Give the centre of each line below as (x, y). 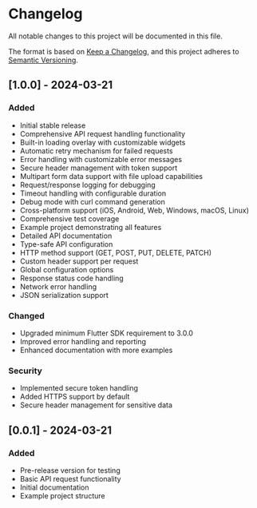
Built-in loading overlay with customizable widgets (103, 142)
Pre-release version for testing (70, 470)
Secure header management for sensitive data (96, 405)
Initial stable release (53, 125)
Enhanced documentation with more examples (96, 350)
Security (25, 371)
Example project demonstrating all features (91, 227)
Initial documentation (54, 487)
